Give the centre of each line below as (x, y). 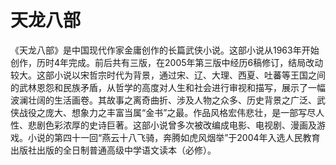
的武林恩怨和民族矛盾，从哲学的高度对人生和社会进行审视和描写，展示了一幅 (168, 87)
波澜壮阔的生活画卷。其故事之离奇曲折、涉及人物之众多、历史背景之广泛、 (163, 100)
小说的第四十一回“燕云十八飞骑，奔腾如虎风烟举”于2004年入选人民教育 (174, 137)
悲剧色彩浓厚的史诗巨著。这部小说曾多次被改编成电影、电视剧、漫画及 (172, 125)
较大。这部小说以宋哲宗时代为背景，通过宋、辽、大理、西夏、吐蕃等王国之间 (168, 75)
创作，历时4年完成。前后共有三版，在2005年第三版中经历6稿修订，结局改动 (167, 62)
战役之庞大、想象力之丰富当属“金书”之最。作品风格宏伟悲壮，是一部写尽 (167, 112)
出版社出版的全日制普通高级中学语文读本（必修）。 (113, 150)
